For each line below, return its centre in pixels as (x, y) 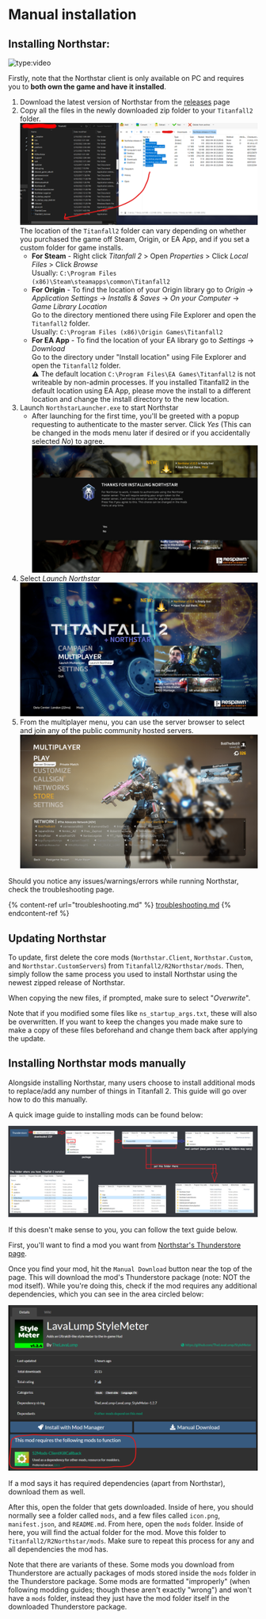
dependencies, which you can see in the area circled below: (106, 1294)
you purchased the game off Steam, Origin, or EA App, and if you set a (135, 239)
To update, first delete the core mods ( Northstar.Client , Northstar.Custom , (131, 957)
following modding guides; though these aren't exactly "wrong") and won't (130, 1590)
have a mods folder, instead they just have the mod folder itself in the (119, 1598)
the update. (27, 1039)
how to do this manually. (48, 1099)
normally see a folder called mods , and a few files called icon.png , (114, 1516)
